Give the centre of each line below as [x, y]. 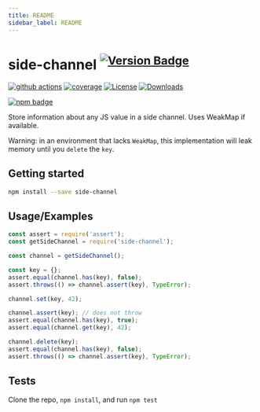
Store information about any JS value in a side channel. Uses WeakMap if [127, 117]
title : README [31, 15]
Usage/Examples [51, 216]
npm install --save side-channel [63, 192]
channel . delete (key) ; [44, 342]
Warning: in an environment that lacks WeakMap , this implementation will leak [130, 140]
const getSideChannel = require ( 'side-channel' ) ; [91, 242]
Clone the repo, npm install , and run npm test [83, 400]
